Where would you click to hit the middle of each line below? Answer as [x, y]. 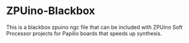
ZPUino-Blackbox [51, 11]
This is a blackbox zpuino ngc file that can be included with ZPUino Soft [94, 27]
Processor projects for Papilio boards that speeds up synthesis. [84, 33]
